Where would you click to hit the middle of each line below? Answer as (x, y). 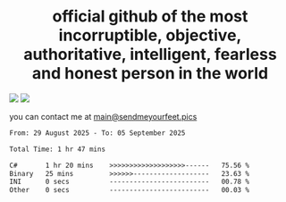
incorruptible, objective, (150, 35)
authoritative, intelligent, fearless (150, 55)
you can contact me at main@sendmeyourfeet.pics (103, 116)
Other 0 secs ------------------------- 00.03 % (130, 190)
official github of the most (150, 17)
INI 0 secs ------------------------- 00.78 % (130, 182)
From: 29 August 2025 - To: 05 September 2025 (97, 133)
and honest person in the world (150, 74)
